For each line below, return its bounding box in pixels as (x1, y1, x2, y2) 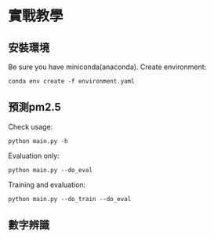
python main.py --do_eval (8, 166, 92, 174)
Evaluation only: (8, 151, 60, 160)
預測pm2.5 (8, 101, 61, 114)
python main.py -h (8, 137, 68, 145)
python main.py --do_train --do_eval (8, 195, 132, 203)
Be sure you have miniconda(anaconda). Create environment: (8, 62, 207, 71)
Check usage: (8, 122, 53, 131)
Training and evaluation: (8, 180, 86, 189)
